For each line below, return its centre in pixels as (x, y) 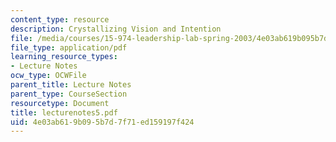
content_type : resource (60, 19)
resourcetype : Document (60, 103)
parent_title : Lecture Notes (71, 85)
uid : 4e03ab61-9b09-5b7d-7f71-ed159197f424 (102, 122)
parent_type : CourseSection (69, 94)
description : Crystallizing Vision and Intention (116, 29)
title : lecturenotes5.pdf (64, 112)
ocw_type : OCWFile (48, 76)
